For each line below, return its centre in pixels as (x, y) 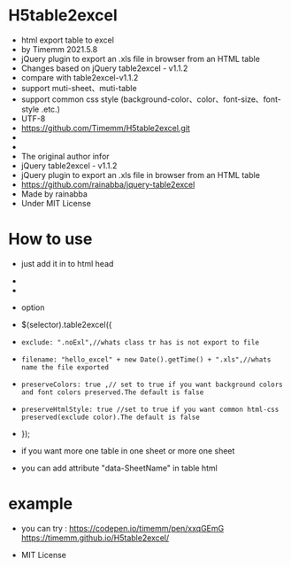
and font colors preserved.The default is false (112, 392)
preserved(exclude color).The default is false (110, 417)
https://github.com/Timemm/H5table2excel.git (106, 128)
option (33, 307)
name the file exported (65, 367)
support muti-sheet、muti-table (79, 88)
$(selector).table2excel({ (66, 324)
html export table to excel (67, 40)
